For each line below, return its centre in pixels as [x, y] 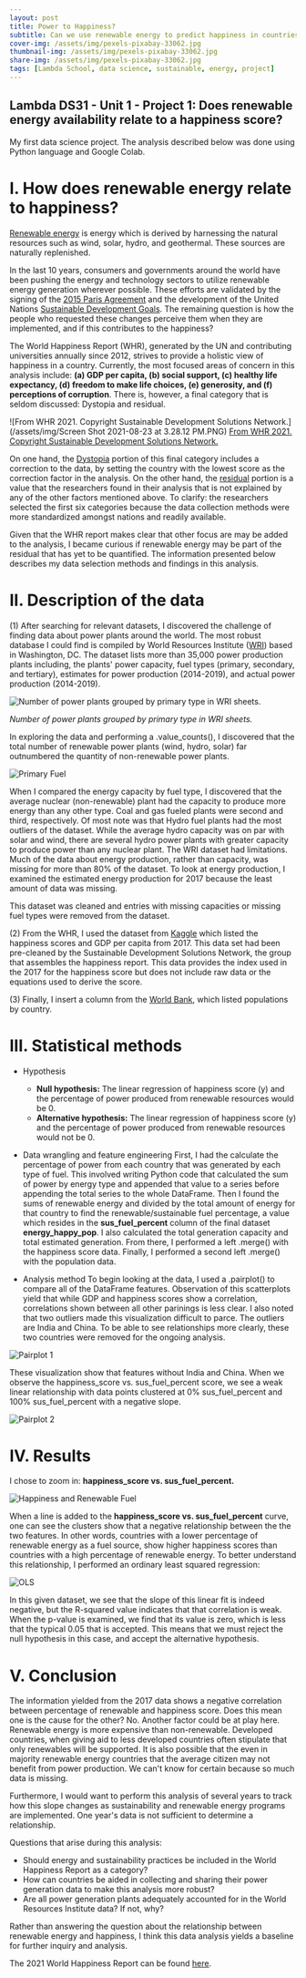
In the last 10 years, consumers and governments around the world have [145, 270]
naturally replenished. [50, 252]
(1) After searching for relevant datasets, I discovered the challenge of [140, 625]
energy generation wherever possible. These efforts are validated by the [145, 289]
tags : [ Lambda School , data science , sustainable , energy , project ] [142, 69]
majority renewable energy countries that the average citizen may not [140, 1759]
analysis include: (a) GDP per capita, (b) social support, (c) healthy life [143, 375]
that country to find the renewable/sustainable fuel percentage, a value [156, 1212]
